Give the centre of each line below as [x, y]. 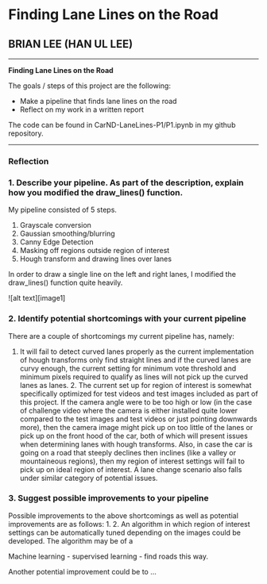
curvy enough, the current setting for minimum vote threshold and [128, 368]
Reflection [29, 161]
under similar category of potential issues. [89, 478]
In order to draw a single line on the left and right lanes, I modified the [122, 275]
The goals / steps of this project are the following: [89, 86]
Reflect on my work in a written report [82, 109]
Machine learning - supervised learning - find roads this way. [108, 556]
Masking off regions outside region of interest [95, 251]
